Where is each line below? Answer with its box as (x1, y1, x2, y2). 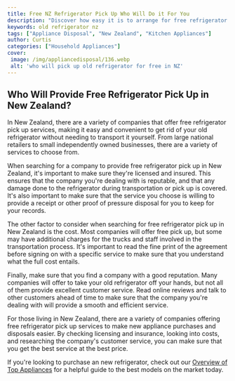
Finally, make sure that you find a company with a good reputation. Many (7, 271, 217, 280)
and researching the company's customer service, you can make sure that (7, 337, 222, 345)
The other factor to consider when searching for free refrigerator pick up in (7, 220, 224, 228)
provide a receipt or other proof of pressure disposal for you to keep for (7, 199, 215, 207)
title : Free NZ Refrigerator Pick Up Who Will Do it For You (7, 10, 190, 18)
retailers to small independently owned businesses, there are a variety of (7, 141, 218, 149)
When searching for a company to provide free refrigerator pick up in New (7, 162, 222, 170)
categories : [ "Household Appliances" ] (7, 43, 121, 50)
